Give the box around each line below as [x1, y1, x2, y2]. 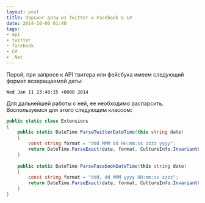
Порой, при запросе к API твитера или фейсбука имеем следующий [6, 71, 184, 78]
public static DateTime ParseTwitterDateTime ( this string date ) [17, 129, 184, 136]
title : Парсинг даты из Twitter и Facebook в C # [6, 15, 132, 21]
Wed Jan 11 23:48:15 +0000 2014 [6, 89, 88, 95]
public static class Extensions [6, 118, 88, 124]
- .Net [6, 54, 23, 60]
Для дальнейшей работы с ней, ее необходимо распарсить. [6, 100, 164, 107]
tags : [6, 26, 20, 32]
